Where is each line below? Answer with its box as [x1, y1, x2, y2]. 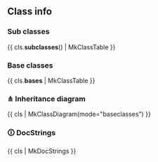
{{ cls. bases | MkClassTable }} [7, 76, 96, 85]
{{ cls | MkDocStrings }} [7, 147, 77, 155]
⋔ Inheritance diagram [7, 94, 86, 104]
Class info [7, 6, 53, 18]
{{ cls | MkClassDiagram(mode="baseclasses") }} [7, 110, 151, 118]
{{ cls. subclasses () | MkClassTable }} [7, 42, 116, 51]
